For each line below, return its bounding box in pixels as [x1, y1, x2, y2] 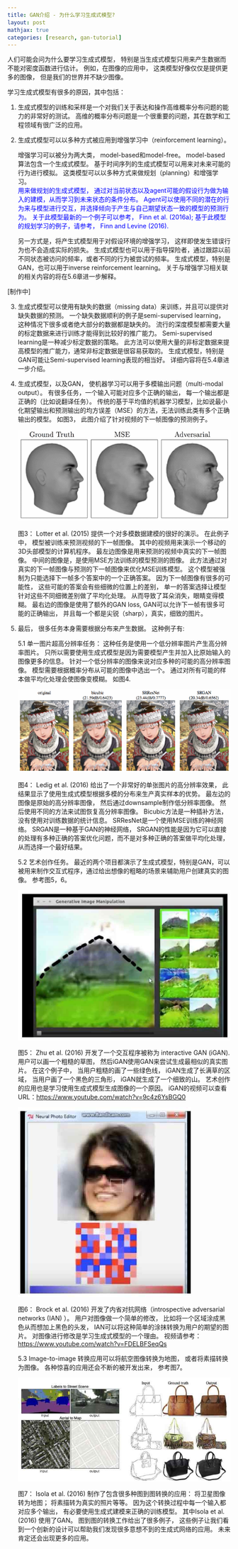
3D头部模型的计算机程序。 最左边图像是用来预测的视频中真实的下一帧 [17, 547, 221, 555]
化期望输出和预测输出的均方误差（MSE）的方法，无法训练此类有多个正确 [17, 406, 230, 415]
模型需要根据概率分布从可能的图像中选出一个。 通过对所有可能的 [31, 665, 220, 674]
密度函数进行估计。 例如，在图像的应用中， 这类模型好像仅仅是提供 [25, 64, 222, 72]
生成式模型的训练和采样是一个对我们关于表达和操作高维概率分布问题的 [17, 103, 223, 111]
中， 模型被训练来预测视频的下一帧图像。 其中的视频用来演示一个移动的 [17, 538, 227, 546]
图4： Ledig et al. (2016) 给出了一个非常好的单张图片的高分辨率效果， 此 [17, 781, 229, 789]
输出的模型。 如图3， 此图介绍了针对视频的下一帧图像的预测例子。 [17, 415, 212, 423]
